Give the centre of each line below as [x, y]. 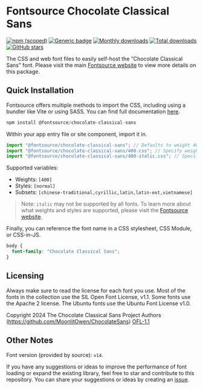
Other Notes [30, 340]
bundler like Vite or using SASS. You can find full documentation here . [93, 111]
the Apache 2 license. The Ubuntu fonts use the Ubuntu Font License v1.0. [99, 303]
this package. [23, 71]
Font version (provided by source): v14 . [55, 355]
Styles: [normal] [35, 186]
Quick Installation [40, 91]
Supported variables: [32, 168]
